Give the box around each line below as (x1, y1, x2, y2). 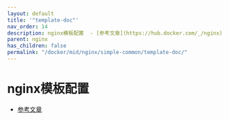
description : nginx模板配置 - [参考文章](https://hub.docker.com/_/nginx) (7, 29, 223, 37)
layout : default (7, 10, 54, 17)
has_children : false (7, 42, 67, 49)
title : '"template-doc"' (7, 17, 79, 24)
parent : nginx (7, 36, 49, 43)
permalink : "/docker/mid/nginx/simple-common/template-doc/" (7, 49, 188, 56)
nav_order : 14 (7, 23, 49, 30)
